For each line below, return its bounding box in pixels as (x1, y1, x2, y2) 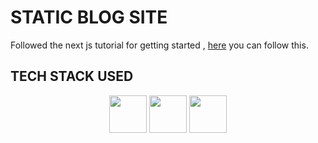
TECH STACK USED (10, 68, 134, 85)
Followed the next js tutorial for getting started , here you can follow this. (10, 39, 309, 51)
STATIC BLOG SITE (10, 6, 168, 29)
